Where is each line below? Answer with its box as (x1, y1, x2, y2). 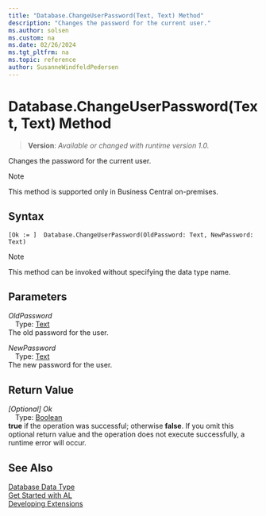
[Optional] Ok (8, 404, 53, 414)
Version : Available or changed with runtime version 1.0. (27, 141, 210, 150)
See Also (8, 461, 53, 475)
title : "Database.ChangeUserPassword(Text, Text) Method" (8, 11, 204, 20)
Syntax (8, 210, 44, 223)
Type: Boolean (15, 413, 63, 422)
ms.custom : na (8, 33, 56, 42)
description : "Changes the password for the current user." (8, 19, 212, 27)
